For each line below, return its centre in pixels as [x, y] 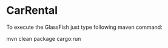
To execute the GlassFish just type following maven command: [84, 27]
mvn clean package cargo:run [44, 38]
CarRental [32, 10]
